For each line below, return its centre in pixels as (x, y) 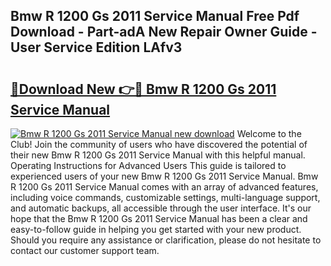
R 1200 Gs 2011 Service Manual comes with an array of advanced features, (164, 187)
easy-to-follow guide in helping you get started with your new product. (156, 229)
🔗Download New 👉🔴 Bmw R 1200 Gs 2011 (143, 89)
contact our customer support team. (85, 250)
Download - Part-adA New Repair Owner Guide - (164, 32)
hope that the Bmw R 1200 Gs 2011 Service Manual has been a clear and (159, 218)
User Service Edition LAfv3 (96, 47)
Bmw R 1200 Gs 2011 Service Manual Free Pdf (155, 16)
